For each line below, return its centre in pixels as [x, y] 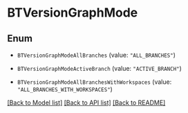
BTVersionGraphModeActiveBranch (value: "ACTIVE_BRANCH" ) [99, 68]
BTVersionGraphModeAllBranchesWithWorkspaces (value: [94, 82]
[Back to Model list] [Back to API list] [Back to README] [86, 103]
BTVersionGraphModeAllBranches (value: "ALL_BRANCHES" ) [96, 55]
